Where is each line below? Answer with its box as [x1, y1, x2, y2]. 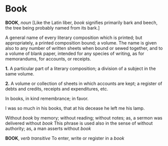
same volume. [5, 70, 34, 76]
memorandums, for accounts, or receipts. [5, 55, 92, 61]
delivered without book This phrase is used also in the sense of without [5, 120, 153, 126]
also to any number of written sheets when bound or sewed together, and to [5, 45, 163, 51]
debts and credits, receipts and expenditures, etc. [5, 85, 108, 91]
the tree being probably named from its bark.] [5, 24, 100, 30]
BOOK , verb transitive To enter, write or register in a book [5, 135, 125, 141]
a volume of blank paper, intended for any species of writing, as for [5, 50, 144, 56]
